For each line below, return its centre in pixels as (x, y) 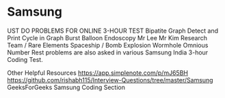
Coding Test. (25, 59)
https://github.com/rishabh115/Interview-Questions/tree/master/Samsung (110, 80)
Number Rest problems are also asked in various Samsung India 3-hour (108, 52)
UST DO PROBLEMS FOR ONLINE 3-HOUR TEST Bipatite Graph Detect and (113, 31)
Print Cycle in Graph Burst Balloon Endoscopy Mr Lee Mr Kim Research (107, 37)
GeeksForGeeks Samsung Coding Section (66, 87)
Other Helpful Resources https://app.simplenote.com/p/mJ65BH (97, 73)
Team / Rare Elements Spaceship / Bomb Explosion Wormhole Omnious (108, 45)
